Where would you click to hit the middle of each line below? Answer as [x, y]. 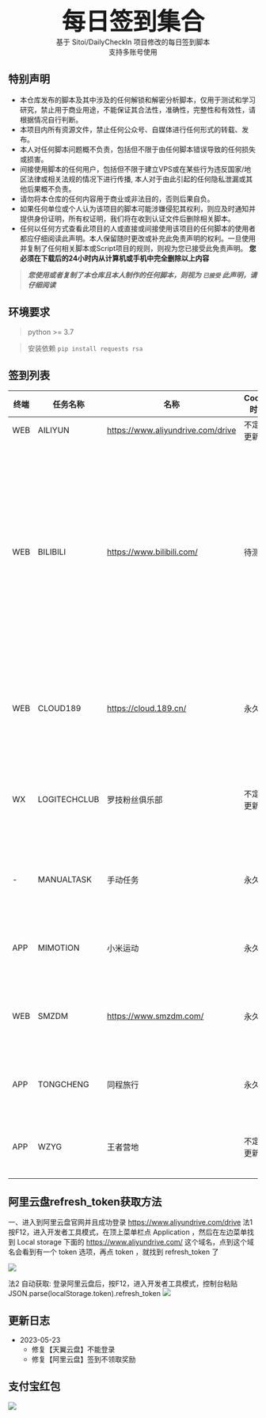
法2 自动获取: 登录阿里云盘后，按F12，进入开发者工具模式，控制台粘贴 [123, 1283]
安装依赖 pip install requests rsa [85, 348]
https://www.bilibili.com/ [152, 552]
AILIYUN [53, 431]
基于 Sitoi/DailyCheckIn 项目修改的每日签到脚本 [133, 42]
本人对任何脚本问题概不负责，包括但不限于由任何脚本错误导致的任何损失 [137, 149]
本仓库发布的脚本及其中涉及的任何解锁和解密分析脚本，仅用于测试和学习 [137, 100]
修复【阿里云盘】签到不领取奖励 [84, 1359]
